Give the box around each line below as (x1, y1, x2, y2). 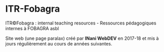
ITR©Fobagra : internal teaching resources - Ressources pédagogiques (5, 20, 156, 26)
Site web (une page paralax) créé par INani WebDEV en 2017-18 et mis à (5, 35, 159, 41)
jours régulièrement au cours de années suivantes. (5, 40, 113, 46)
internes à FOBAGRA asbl (5, 25, 59, 31)
